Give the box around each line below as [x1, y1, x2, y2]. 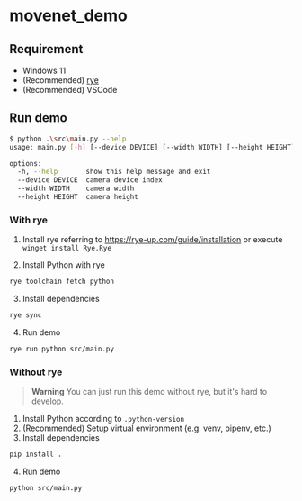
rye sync [9, 311, 42, 320]
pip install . [9, 450, 63, 460]
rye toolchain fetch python [9, 277, 115, 287]
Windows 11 [22, 65, 67, 76]
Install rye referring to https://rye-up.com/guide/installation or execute [22, 234, 283, 245]
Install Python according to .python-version [22, 414, 185, 424]
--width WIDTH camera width [17, 184, 135, 194]
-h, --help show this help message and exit [17, 168, 211, 177]
